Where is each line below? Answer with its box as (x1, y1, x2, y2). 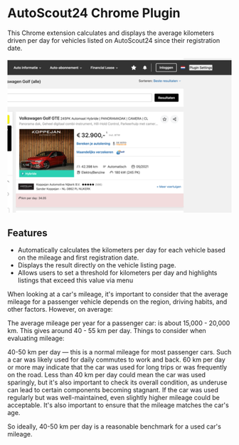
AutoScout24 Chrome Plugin (7, 5, 181, 21)
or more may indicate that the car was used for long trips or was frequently (7, 363, 228, 372)
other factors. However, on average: (7, 305, 113, 314)
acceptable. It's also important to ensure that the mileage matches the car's (7, 401, 229, 409)
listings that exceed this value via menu (17, 276, 134, 285)
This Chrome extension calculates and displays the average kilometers (7, 29, 215, 37)
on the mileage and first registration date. (17, 253, 139, 262)
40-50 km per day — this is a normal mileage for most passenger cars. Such (7, 348, 232, 357)
